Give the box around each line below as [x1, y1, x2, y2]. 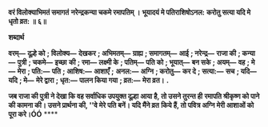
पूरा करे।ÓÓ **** [8, 109, 58, 119]
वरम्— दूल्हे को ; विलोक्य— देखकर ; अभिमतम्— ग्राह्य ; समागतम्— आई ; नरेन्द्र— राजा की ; [8, 49, 242, 58]
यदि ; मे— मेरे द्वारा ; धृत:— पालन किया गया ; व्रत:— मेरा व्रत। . [8, 76, 170, 85]
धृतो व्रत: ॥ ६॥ [8, 17, 46, 26]
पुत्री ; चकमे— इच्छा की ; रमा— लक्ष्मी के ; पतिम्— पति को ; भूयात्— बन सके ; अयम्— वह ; [17, 58, 250, 67]
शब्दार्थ [8, 33, 25, 42]
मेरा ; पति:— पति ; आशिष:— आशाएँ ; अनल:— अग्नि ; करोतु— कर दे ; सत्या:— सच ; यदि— [17, 66, 258, 76]
